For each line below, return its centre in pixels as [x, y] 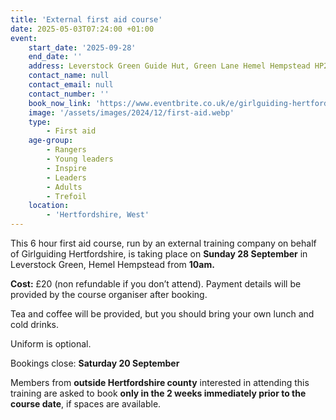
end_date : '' [55, 57]
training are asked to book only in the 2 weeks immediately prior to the [158, 393]
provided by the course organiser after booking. [109, 294]
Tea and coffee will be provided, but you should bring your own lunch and [162, 314]
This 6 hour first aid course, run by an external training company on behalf [163, 243]
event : [24, 38]
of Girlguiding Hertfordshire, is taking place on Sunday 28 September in [159, 254]
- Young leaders [80, 159]
